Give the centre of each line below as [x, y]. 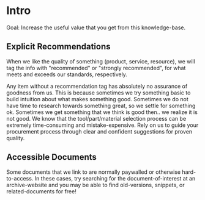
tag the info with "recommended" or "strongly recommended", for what [96, 68]
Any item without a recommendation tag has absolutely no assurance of [97, 86]
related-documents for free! [41, 191]
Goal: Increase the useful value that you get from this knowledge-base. [96, 27]
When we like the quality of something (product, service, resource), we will [101, 61]
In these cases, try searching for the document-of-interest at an [115, 178]
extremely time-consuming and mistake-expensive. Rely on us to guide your [102, 125]
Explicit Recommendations [58, 47]
